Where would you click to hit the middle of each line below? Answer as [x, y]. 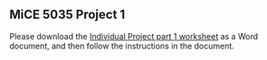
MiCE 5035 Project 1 [67, 15]
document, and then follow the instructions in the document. [122, 46]
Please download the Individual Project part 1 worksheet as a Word [133, 36]
